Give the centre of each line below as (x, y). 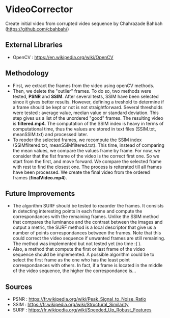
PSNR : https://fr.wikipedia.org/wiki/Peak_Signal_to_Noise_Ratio (79, 299)
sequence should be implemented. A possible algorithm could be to (83, 255)
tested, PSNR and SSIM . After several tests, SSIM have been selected (86, 96)
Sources (19, 287)
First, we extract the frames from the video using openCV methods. (83, 86)
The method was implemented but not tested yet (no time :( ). (77, 244)
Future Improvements (40, 193)
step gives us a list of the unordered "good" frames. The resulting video (88, 118)
